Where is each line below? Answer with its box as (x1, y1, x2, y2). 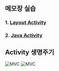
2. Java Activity (5, 32, 43, 39)
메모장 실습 (5, 4, 36, 13)
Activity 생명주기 (5, 48, 55, 56)
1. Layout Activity (5, 19, 47, 26)
